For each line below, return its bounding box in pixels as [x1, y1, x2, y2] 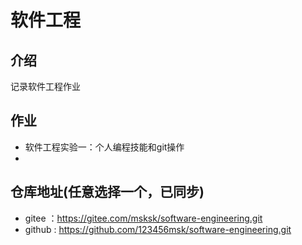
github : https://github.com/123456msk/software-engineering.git [24, 223, 292, 235]
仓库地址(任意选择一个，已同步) [10, 184, 205, 201]
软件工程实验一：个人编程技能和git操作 [24, 141, 185, 153]
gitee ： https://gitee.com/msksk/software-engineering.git [24, 212, 263, 224]
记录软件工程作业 [10, 81, 81, 92]
